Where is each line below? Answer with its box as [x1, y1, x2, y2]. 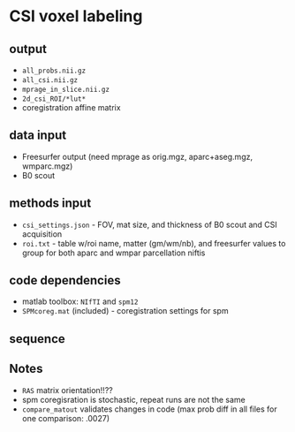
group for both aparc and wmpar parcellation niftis [21, 247, 206, 258]
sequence [9, 331, 66, 346]
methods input [9, 196, 92, 211]
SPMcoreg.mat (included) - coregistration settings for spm [21, 306, 229, 316]
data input [9, 128, 67, 143]
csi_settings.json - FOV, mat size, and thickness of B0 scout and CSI [21, 219, 278, 230]
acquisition [21, 228, 63, 239]
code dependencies [9, 273, 121, 288]
